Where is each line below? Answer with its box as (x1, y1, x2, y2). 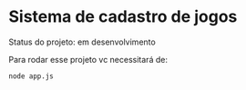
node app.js (8, 71, 54, 81)
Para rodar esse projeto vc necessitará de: (8, 54, 168, 65)
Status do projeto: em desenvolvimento (8, 36, 156, 47)
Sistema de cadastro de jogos (8, 6, 238, 27)
